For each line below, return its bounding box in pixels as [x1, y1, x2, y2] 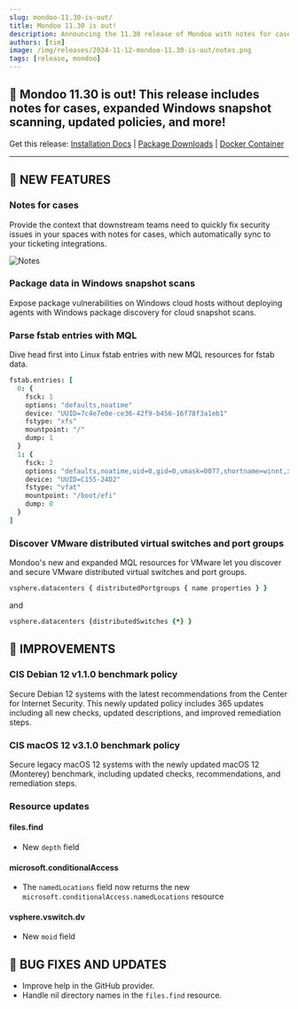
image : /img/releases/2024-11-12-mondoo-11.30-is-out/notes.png [9, 46, 252, 55]
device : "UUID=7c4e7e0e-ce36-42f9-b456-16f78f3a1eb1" [25, 409, 228, 418]
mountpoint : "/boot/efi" [25, 492, 117, 501]
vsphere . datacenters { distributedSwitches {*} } [9, 618, 192, 627]
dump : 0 [25, 500, 53, 508]
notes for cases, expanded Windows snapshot [9, 101, 272, 116]
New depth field [21, 842, 80, 852]
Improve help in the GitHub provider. [21, 981, 155, 991]
